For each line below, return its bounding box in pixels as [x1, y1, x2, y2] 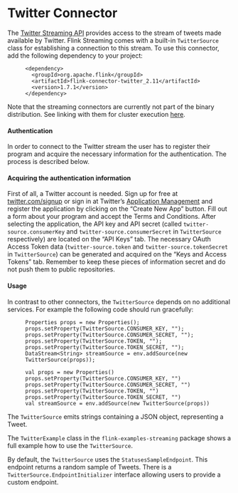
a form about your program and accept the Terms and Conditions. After [7, 212, 217, 221]
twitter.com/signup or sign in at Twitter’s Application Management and [7, 197, 213, 206]
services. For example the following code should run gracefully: [7, 305, 194, 313]
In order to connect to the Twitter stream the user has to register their [7, 142, 211, 151]
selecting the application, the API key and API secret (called [7, 219, 183, 229]
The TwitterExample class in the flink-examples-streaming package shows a [7, 433, 232, 442]
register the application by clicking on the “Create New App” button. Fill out [7, 204, 227, 213]
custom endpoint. [7, 477, 59, 486]
